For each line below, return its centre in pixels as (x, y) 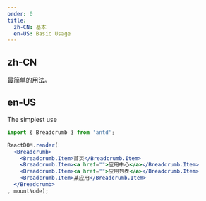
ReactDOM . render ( (33, 145)
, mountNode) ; (28, 191)
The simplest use (32, 119)
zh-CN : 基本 (30, 27)
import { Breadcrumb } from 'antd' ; (61, 132)
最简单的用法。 (29, 80)
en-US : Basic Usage (42, 33)
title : (17, 20)
